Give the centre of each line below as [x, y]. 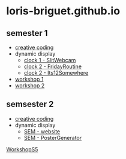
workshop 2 [30, 85]
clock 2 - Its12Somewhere [56, 73]
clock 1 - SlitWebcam [50, 60]
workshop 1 [29, 79]
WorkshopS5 [22, 149]
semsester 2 [30, 104]
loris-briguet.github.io [63, 11]
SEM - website [42, 131]
